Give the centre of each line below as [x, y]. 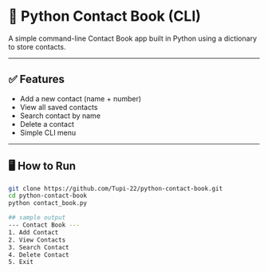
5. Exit [21, 262]
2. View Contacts [37, 240]
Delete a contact [47, 124]
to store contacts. [37, 46]
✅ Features [37, 79]
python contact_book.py [48, 203]
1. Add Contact [33, 232]
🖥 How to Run [42, 166]
